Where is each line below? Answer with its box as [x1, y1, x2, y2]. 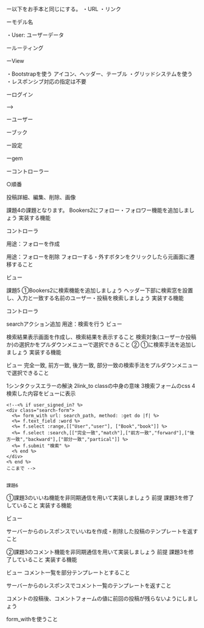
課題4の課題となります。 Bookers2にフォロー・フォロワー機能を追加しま [6, 206, 189, 214]
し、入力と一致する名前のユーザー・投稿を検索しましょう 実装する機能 [6, 294, 184, 301]
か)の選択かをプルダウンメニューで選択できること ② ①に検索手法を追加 [6, 341, 191, 348]
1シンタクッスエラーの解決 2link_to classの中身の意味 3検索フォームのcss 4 [6, 382, 196, 389]
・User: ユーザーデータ [6, 31, 64, 38]
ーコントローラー [6, 167, 49, 175]
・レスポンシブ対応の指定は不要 [6, 78, 86, 85]
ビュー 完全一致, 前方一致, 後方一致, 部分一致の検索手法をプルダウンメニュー [6, 362, 199, 368]
